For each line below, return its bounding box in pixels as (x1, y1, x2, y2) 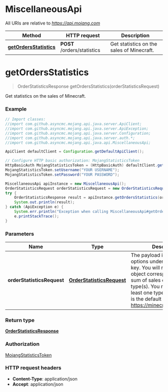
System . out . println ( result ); (14, 200, 75, 205)
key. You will (130, 264, 160, 271)
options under (130, 258, 164, 265)
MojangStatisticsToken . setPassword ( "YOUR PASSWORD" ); (5, 172, 120, 177)
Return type (5, 316, 35, 323)
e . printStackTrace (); (14, 214, 59, 219)
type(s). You (130, 283, 160, 290)
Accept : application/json (12, 381, 63, 387)
